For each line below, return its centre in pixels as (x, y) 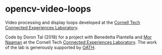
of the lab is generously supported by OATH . (50, 47)
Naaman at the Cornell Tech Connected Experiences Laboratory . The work (81, 42)
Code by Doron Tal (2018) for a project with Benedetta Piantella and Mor (79, 37)
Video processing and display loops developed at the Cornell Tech (73, 22)
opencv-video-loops (48, 9)
